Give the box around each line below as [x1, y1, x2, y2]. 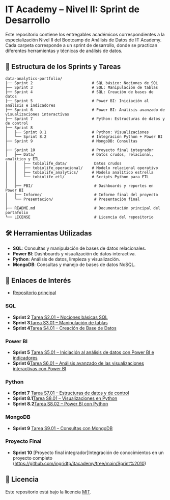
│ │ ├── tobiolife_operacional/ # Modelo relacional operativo [5, 165, 158, 171]
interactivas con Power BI [12, 365, 67, 371]
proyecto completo [12, 455, 52, 461]
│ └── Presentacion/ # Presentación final [5, 197, 140, 202]
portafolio [5, 210, 29, 215]
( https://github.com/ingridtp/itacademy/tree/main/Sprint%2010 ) [12, 460, 147, 466]
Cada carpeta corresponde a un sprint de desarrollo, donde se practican [5, 42, 158, 48]
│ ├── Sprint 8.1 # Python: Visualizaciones [5, 129, 149, 135]
